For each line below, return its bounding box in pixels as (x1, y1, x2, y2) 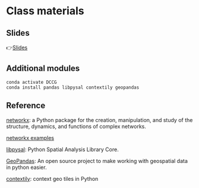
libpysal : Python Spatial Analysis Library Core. (6, 146, 119, 153)
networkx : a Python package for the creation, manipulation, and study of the (6, 116, 193, 123)
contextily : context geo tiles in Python (6, 175, 99, 182)
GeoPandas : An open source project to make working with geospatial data (6, 157, 188, 164)
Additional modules (6, 64, 80, 74)
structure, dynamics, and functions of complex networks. (6, 123, 147, 130)
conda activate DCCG (6, 79, 58, 85)
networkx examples (6, 134, 55, 141)
